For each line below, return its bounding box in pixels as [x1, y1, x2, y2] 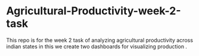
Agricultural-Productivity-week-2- [6, 4, 181, 18]
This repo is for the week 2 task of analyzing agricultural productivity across [6, 36, 194, 43]
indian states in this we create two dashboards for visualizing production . [6, 43, 188, 50]
